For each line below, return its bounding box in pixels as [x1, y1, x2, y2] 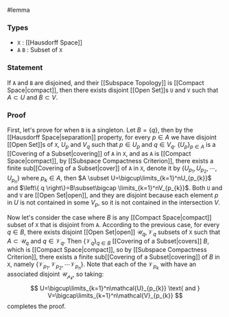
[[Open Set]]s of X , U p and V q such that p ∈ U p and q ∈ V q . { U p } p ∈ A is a [7, 140, 216, 150]
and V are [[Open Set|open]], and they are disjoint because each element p [7, 191, 219, 199]
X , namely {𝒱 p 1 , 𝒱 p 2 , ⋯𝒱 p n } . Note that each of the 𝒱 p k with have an [7, 260, 197, 271]
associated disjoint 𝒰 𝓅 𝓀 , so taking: [7, 270, 104, 281]
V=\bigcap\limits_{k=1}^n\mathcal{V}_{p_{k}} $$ [47, 291, 183, 299]
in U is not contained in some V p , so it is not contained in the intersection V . [7, 198, 221, 208]
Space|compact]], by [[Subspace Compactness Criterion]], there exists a [7, 156, 214, 165]
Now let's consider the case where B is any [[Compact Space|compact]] [7, 213, 212, 222]
